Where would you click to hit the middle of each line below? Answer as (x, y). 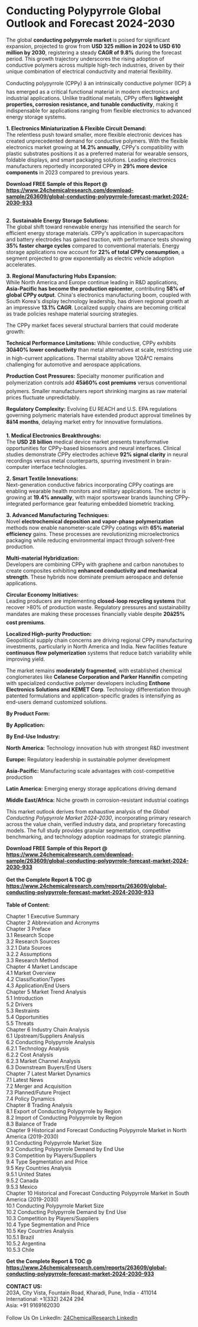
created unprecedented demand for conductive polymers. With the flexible (97, 141)
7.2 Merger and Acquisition (39, 1086)
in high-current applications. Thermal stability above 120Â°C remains (90, 358)
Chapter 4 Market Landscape (42, 966)
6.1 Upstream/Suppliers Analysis (45, 1036)
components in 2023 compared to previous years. (68, 172)
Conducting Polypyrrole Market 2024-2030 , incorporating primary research (98, 818)
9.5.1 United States (29, 1174)
